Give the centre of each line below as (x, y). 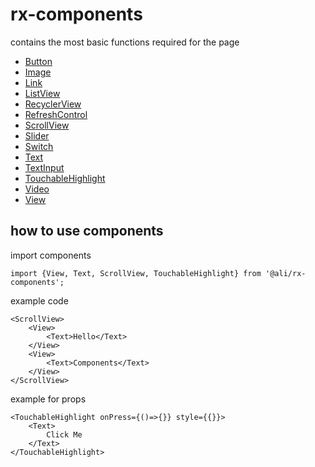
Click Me (64, 434)
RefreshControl (56, 114)
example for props (48, 399)
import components (51, 255)
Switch (39, 146)
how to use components (87, 231)
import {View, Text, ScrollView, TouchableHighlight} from (136, 273)
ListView (42, 93)
